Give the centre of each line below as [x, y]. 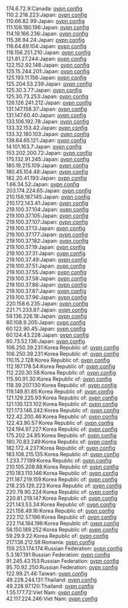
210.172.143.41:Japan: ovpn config [47, 203]
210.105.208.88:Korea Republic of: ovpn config [63, 467]
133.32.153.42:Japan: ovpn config [47, 128]
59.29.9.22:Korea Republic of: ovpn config [57, 536]
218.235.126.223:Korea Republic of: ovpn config [64, 486]
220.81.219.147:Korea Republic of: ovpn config [62, 498]
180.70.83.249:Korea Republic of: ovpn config [62, 442]
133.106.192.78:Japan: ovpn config [48, 121]
